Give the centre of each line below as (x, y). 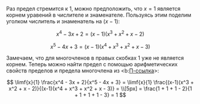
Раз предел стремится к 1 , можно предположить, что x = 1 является (93, 9)
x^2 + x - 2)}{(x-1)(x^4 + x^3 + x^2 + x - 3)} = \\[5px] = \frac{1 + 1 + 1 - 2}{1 (100, 88)
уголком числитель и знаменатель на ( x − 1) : (63, 21)
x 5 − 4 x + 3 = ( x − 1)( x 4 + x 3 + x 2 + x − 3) (100, 46)
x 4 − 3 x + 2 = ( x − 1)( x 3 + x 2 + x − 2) (100, 33)
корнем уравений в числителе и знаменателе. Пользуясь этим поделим (99, 15)
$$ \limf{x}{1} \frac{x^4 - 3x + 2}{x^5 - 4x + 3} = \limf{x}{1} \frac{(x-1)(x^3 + (100, 82)
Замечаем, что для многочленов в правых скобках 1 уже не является (95, 58)
